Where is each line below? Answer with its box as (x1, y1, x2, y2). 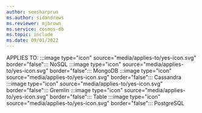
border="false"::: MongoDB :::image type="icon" (49, 67, 172, 74)
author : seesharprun (6, 9, 59, 15)
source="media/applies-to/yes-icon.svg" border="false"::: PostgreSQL (6, 100, 185, 107)
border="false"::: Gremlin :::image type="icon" (6, 87, 123, 93)
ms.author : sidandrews (6, 15, 64, 21)
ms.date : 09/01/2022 (6, 37, 59, 43)
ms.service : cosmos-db (6, 26, 64, 32)
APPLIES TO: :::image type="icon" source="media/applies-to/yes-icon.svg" (6, 54, 197, 61)
